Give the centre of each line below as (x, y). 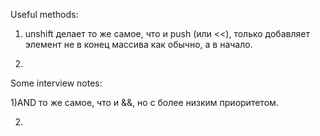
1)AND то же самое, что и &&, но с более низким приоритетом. (144, 102)
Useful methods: (44, 14)
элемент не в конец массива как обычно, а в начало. (138, 44)
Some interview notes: (56, 83)
